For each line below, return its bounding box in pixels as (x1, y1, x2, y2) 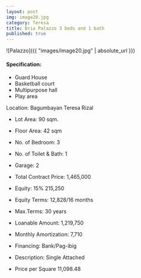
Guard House (14, 74, 47, 81)
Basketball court (14, 80, 55, 87)
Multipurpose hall (14, 87, 58, 94)
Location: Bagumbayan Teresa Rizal (6, 105, 94, 112)
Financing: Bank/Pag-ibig (14, 242, 77, 249)
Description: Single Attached (14, 254, 85, 261)
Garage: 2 (14, 162, 40, 169)
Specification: (6, 61, 42, 68)
